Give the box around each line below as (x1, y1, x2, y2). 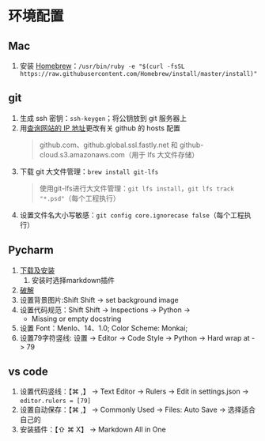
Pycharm (8, 243, 54, 257)
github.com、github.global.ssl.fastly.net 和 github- (39, 140, 204, 149)
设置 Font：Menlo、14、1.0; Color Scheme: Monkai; (19, 323, 188, 333)
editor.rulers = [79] (19, 397, 91, 405)
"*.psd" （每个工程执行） (39, 193, 120, 202)
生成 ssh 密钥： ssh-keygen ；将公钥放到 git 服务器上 (19, 113, 187, 122)
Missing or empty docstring (31, 314, 122, 323)
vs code (8, 365, 49, 379)
